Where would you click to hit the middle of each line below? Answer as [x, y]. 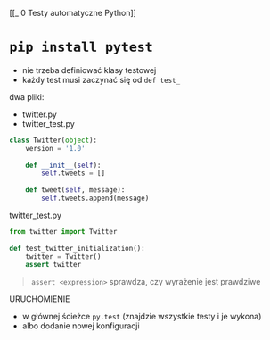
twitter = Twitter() [63, 257]
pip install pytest [81, 48]
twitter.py [40, 114]
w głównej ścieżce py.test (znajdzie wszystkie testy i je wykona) [142, 317]
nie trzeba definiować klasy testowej [89, 70]
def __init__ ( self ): [63, 165]
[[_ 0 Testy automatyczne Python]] [73, 13]
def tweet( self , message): [75, 190]
